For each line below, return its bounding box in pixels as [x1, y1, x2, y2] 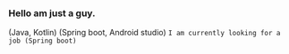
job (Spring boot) [8, 36, 77, 46]
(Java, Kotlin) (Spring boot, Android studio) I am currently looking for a [8, 27, 281, 38]
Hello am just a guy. [8, 7, 96, 19]
